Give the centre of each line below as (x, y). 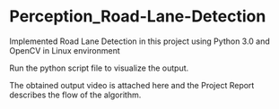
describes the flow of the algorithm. (75, 95)
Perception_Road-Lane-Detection (138, 17)
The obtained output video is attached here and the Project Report (132, 85)
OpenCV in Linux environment (65, 50)
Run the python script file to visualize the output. (99, 68)
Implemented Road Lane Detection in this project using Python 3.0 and (140, 41)
